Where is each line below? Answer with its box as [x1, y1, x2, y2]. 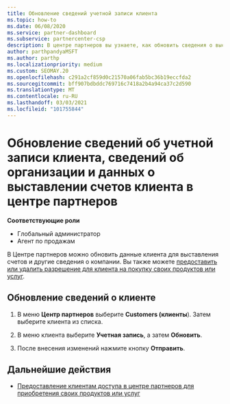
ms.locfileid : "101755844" [7, 106, 84, 112]
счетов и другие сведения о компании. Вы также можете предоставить [7, 257, 218, 265]
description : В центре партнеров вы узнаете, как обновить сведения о [7, 42, 213, 49]
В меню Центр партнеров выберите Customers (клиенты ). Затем [16, 310, 211, 318]
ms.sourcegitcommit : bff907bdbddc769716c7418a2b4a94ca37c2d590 [7, 80, 192, 87]
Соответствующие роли [7, 216, 80, 224]
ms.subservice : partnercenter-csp [7, 36, 106, 43]
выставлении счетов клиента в [7, 179, 194, 194]
